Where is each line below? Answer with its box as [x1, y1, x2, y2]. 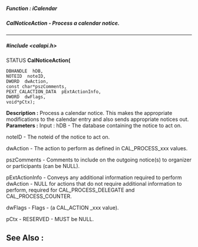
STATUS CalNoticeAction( [6, 57, 71, 64]
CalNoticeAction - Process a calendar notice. [6, 19, 120, 27]
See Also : [6, 233, 44, 243]
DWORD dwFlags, [6, 94, 46, 100]
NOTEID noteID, [6, 74, 46, 80]
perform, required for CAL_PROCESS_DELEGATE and [6, 186, 135, 194]
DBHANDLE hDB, [6, 68, 44, 74]
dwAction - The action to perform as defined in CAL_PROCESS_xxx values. [6, 145, 188, 152]
